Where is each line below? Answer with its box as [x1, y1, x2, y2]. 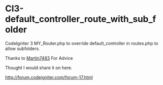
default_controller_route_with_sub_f [5, 13, 156, 25]
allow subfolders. [5, 45, 40, 51]
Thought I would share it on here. [5, 65, 72, 71]
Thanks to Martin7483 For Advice [5, 55, 73, 61]
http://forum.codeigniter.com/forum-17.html [5, 74, 93, 80]
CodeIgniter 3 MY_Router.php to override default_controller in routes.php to [5, 40, 159, 46]
